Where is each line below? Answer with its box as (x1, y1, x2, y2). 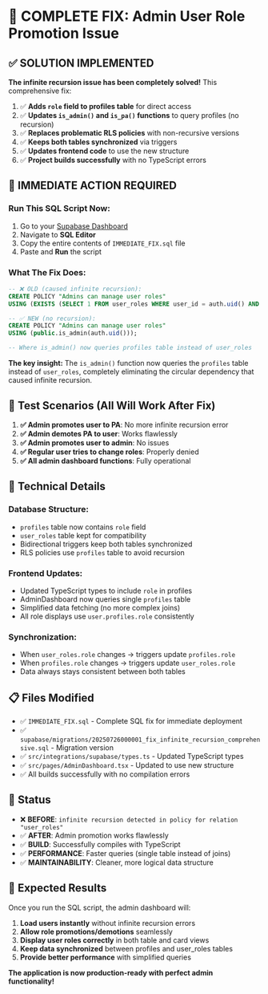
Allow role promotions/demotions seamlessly (19, 927, 174, 936)
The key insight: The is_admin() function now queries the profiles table (8, 359, 249, 368)
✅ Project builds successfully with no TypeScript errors (19, 156, 206, 164)
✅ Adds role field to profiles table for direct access (19, 102, 192, 111)
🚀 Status (8, 793, 52, 807)
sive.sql (19, 744, 50, 753)
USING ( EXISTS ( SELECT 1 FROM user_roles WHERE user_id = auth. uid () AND (8, 300, 260, 308)
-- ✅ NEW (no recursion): (8, 314, 96, 323)
